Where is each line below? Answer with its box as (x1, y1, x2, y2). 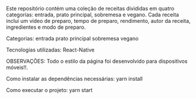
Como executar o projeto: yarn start (6, 87, 93, 93)
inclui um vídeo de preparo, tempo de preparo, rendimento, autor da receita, (6, 18, 191, 24)
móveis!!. (6, 64, 28, 71)
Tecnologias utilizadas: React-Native (6, 46, 95, 53)
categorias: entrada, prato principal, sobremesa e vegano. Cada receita (6, 11, 180, 18)
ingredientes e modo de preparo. (6, 23, 86, 30)
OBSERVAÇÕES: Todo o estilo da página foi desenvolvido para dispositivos (6, 58, 188, 64)
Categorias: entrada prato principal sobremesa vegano (6, 35, 139, 42)
